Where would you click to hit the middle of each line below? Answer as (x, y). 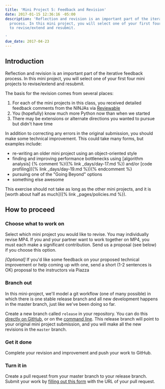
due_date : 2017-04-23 (27, 42)
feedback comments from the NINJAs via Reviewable (66, 108)
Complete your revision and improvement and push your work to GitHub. (79, 353)
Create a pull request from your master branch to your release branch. (76, 376)
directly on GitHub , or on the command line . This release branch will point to (82, 319)
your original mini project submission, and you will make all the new (73, 324)
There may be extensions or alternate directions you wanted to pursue (83, 118)
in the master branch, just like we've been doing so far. (61, 304)
